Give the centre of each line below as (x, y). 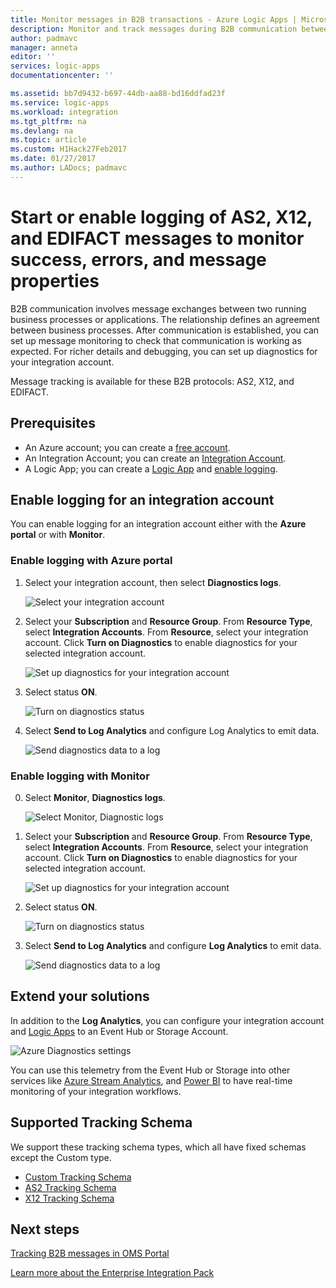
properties (55, 280)
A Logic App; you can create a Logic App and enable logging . (151, 468)
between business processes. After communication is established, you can (165, 330)
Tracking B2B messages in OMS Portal (90, 1253)
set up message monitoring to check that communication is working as (156, 340)
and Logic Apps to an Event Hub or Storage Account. (119, 1031)
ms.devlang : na (42, 131)
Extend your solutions (80, 996)
